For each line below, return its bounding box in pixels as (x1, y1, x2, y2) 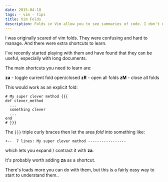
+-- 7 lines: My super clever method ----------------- (5, 138, 126, 144)
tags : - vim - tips (5, 12, 46, 17)
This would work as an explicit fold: (5, 84, 78, 90)
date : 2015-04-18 (5, 7, 41, 12)
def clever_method (5, 98, 43, 103)
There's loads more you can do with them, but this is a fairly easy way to (5, 167, 155, 173)
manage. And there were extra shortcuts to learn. (5, 40, 106, 46)
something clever (9, 107, 46, 112)
